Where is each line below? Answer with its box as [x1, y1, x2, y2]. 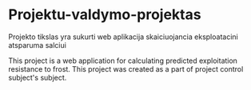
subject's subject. [8, 72, 67, 82]
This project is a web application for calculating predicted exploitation [8, 56, 238, 65]
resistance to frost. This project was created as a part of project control [8, 64, 244, 73]
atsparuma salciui [8, 40, 66, 49]
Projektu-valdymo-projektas [8, 6, 201, 24]
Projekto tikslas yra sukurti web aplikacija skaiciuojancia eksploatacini [8, 32, 238, 41]
